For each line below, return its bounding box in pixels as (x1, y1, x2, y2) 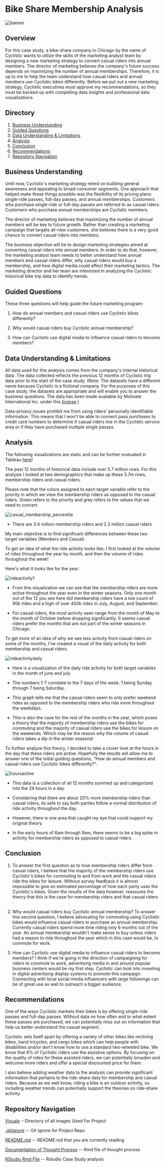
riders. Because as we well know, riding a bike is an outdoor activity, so (5, 1080, 150, 1086)
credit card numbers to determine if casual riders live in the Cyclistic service (5, 419, 160, 425)
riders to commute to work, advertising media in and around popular (12, 960, 151, 966)
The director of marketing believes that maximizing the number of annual (5, 216, 153, 223)
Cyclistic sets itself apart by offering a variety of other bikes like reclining (5, 1034, 153, 1040)
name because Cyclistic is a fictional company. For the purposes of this (5, 383, 150, 389)
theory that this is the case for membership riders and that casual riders (12, 894, 159, 899)
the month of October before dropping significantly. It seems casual (12, 615, 150, 621)
